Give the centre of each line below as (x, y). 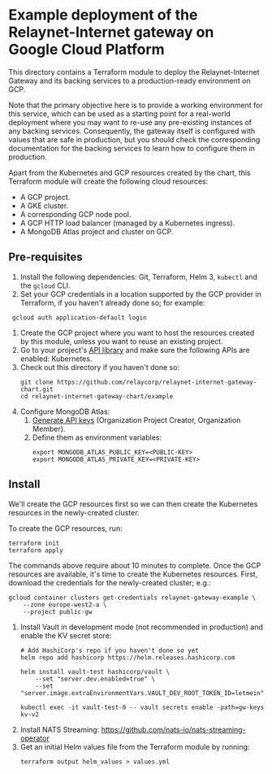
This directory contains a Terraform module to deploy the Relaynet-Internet (134, 72)
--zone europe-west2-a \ (65, 604)
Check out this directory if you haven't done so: (100, 367)
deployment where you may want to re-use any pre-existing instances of (130, 122)
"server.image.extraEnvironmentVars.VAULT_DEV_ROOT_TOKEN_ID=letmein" (142, 693)
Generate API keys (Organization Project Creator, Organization (136, 420)
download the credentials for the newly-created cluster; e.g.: (110, 582)
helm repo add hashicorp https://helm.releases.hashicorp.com (127, 657)
